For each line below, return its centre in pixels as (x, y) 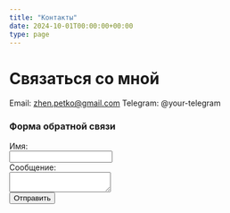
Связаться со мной (85, 78)
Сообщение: (33, 167)
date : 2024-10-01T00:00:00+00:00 (71, 26)
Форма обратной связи (62, 126)
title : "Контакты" (43, 17)
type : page (29, 34)
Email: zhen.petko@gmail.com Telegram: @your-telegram (115, 103)
